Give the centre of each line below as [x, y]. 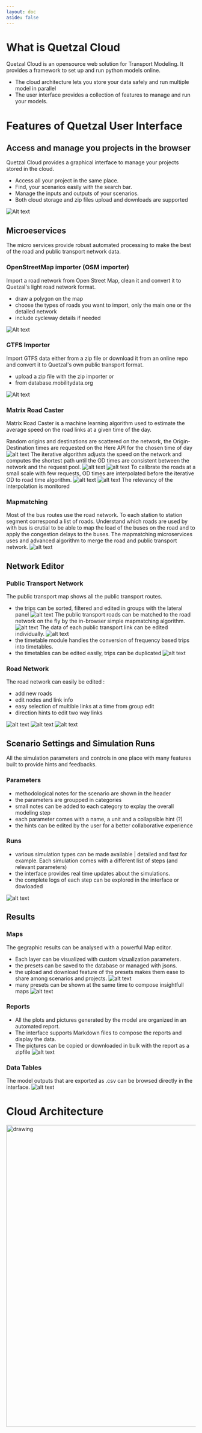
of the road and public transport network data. [64, 252]
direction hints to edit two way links [59, 713]
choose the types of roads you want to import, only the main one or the [103, 305]
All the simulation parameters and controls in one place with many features [99, 758]
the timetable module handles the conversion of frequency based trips [102, 640]
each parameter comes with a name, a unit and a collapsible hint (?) [99, 819]
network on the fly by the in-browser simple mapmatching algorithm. [100, 621]
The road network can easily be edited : [56, 682]
